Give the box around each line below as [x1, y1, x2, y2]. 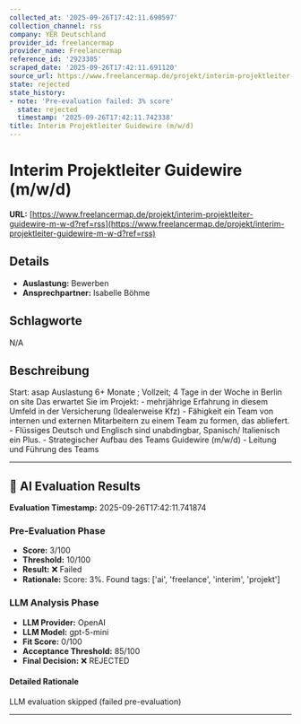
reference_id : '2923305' [9, 55, 102, 64]
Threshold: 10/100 [21, 554, 91, 565]
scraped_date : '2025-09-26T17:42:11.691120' [9, 64, 178, 73]
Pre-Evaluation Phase [9, 525, 106, 537]
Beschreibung [9, 362, 90, 378]
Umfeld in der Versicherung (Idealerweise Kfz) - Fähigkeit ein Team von [9, 406, 274, 417]
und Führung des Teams [9, 444, 99, 455]
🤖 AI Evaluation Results [9, 478, 142, 493]
